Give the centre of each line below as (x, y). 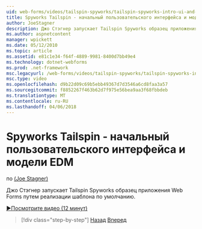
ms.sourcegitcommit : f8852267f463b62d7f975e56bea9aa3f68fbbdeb (87, 90)
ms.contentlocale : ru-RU (37, 101)
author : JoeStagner (31, 23)
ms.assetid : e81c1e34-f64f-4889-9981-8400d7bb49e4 (71, 56)
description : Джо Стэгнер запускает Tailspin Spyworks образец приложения (102, 29)
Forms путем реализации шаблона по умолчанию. (71, 197)
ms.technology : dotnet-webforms (47, 62)
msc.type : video (26, 79)
